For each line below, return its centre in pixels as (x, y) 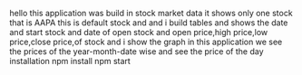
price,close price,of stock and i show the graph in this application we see (146, 42)
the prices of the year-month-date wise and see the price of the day (137, 52)
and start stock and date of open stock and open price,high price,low (139, 32)
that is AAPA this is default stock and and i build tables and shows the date (149, 23)
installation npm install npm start (70, 61)
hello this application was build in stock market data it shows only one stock (151, 13)
